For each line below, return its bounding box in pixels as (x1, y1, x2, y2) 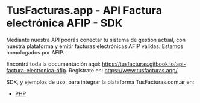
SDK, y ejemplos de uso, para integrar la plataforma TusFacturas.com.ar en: (6, 78, 195, 86)
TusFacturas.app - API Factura (6, 4, 163, 17)
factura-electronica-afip (6, 66, 66, 74)
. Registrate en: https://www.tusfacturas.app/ (66, 66, 178, 74)
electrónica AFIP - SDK (6, 16, 123, 30)
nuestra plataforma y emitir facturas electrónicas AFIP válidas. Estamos (6, 43, 184, 50)
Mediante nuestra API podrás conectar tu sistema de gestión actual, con (6, 36, 186, 43)
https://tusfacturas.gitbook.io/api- (101, 60, 186, 68)
